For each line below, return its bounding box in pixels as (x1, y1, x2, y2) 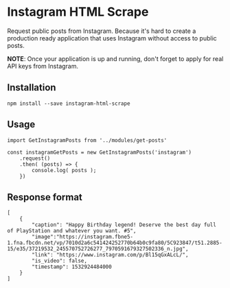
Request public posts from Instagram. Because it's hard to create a (7, 27, 196, 35)
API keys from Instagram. (7, 62, 79, 70)
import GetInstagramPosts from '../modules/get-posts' (7, 136, 168, 144)
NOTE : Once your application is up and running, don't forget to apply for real (7, 54, 224, 62)
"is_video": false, (32, 258, 88, 265)
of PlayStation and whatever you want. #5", (7, 228, 137, 235)
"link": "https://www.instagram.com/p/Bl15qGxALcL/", (32, 252, 189, 259)
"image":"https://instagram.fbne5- (32, 234, 134, 241)
